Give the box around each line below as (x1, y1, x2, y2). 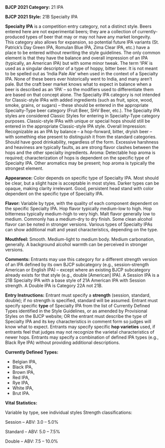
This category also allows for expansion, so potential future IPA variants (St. (5, 39, 160, 45)
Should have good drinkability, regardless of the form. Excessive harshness (5, 139, 159, 145)
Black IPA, (12, 364, 33, 370)
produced (5, 34, 25, 40)
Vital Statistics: (5, 400, 38, 405)
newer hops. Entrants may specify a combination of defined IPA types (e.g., (5, 334, 159, 340)
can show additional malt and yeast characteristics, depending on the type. (5, 227, 159, 232)
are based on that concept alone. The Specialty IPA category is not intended (5, 92, 161, 98)
